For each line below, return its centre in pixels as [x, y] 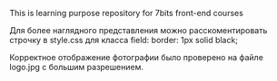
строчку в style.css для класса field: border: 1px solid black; [124, 40]
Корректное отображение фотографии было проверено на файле [136, 57]
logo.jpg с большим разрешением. [76, 67]
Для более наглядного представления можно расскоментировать [138, 30]
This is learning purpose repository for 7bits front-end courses [126, 13]
